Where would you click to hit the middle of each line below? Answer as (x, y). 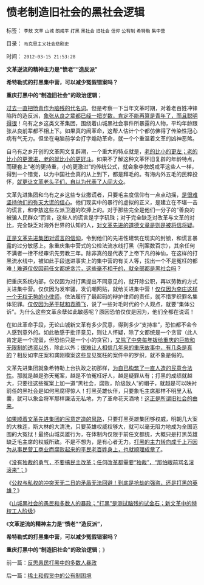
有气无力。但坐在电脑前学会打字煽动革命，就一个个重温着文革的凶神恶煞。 (104, 138)
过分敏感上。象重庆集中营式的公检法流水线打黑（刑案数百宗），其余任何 (106, 245)
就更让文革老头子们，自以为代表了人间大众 (70, 182)
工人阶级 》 (25, 511)
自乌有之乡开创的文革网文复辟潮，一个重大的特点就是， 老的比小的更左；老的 (102, 151)
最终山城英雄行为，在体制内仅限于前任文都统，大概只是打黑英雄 (118, 434)
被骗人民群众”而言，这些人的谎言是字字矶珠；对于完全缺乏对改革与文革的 (98, 217)
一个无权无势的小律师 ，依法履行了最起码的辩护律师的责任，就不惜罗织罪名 (99, 296)
